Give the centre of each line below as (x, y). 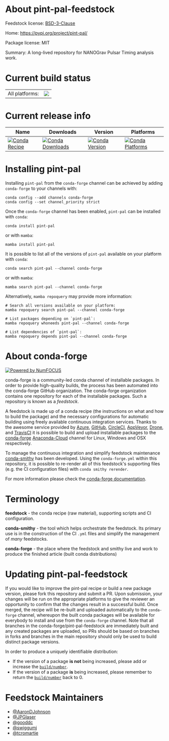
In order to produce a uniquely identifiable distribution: (62, 651)
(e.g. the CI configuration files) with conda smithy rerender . (67, 469)
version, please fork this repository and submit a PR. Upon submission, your (84, 594)
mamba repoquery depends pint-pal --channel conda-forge (66, 336)
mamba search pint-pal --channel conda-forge (54, 287)
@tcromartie (25, 733)
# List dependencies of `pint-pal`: (44, 332)
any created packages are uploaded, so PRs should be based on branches (82, 631)
